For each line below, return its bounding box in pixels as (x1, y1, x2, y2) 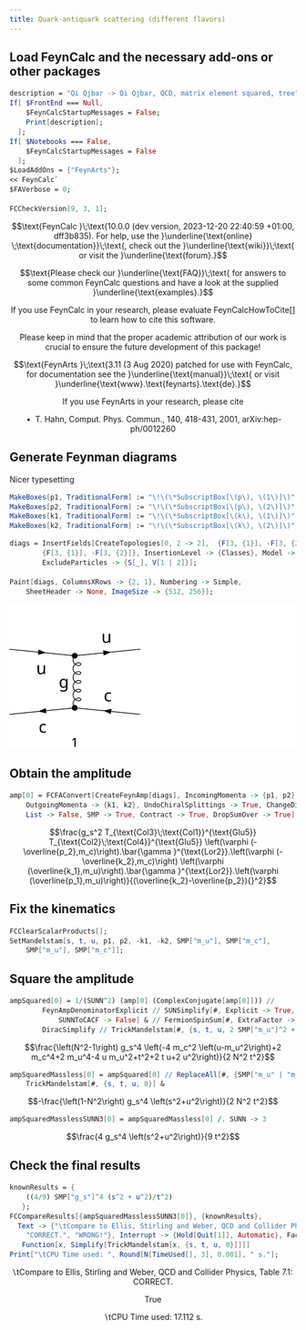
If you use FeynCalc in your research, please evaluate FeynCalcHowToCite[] (10, 304, 296, 315)
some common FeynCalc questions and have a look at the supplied (26, 277, 280, 288)
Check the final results (9, 1157, 141, 1173)
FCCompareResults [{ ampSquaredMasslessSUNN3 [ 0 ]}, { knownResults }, (9, 1212, 262, 1221)
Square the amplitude (9, 970, 135, 987)
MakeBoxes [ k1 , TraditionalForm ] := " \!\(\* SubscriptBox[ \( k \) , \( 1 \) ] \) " (9, 512, 296, 521)
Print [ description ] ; (25, 118, 104, 127)
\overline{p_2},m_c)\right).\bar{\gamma (22, 846, 171, 857)
